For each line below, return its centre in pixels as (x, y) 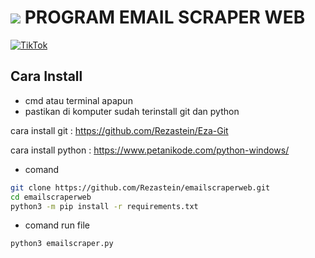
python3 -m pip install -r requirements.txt (104, 206)
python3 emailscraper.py (62, 244)
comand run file (57, 225)
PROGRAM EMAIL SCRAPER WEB (165, 17)
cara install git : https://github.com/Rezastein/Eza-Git (119, 130)
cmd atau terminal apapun (78, 100)
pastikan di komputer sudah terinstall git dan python (132, 111)
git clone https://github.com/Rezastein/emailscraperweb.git (140, 187)
